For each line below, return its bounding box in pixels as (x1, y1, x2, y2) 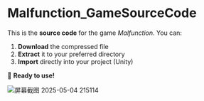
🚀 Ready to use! (7, 71, 55, 80)
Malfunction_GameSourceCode (7, 5, 197, 21)
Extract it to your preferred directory (17, 50, 126, 58)
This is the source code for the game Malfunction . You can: (7, 28, 183, 37)
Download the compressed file (17, 42, 109, 51)
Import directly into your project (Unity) (17, 57, 134, 65)
